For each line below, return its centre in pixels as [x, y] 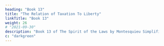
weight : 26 [16, 23]
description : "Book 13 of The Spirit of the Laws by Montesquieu [73, 32]
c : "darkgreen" [20, 36]
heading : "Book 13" [25, 9]
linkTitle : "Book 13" [27, 18]
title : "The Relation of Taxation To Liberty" [53, 14]
